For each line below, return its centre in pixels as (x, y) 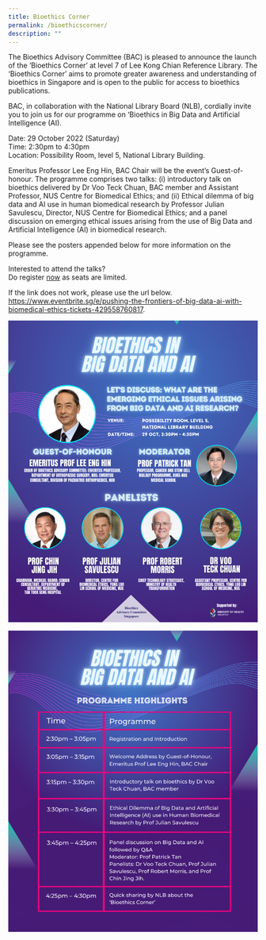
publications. (29, 91)
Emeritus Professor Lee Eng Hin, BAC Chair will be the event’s (109, 171)
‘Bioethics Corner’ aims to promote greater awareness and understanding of (133, 74)
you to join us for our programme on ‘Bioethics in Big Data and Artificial (124, 114)
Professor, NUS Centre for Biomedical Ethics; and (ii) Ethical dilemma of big (131, 196)
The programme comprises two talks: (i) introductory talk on (133, 179)
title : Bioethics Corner (49, 17)
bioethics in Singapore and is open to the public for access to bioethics (124, 83)
